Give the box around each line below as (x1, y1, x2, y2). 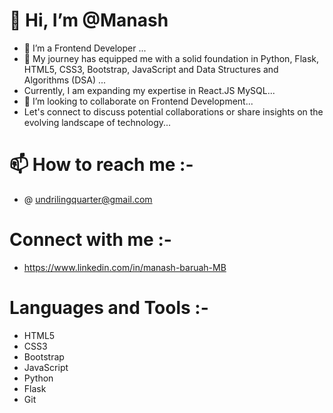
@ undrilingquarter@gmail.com (23, 193, 153, 205)
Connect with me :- (9, 229, 172, 251)
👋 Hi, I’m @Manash (9, 9, 169, 32)
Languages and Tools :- (9, 297, 209, 319)
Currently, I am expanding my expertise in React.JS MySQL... (23, 84, 276, 96)
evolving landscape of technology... (23, 116, 172, 128)
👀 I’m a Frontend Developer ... (23, 42, 147, 54)
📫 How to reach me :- (9, 154, 194, 176)
